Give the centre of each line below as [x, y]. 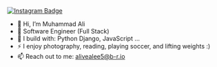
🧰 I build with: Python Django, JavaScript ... [78, 38]
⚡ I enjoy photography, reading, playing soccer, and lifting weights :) [114, 46]
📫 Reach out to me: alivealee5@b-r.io [71, 56]
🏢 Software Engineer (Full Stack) [63, 31]
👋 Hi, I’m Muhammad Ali [51, 24]
